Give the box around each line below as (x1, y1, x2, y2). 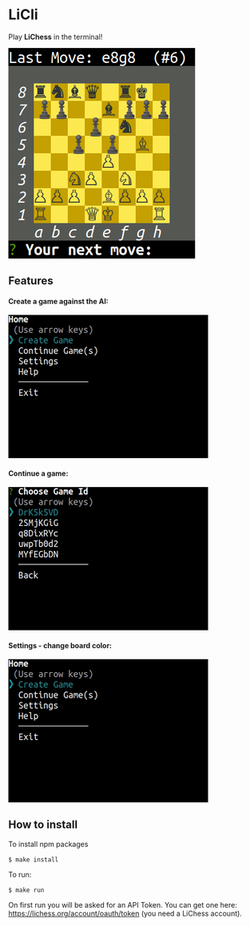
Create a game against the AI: (8, 296, 109, 306)
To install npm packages (8, 839, 89, 849)
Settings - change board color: (8, 641, 113, 651)
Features (8, 274, 54, 288)
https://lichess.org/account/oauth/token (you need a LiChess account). (8, 908, 242, 918)
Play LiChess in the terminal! (8, 32, 103, 42)
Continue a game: (8, 469, 69, 478)
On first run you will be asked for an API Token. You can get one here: (8, 900, 237, 909)
